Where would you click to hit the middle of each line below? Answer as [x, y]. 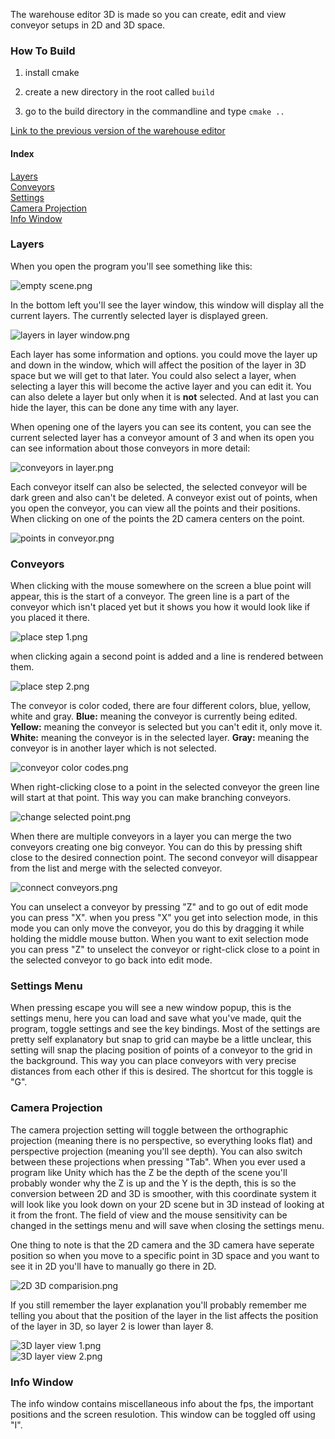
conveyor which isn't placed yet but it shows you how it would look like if [160, 607]
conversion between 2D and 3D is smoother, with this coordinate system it [163, 1193]
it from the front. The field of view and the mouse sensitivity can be [149, 1215]
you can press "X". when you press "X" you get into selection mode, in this [164, 918]
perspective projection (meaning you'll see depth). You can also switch [156, 1151]
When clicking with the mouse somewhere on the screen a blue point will [161, 586]
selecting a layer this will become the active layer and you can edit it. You [161, 386]
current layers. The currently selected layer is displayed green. [139, 315]
